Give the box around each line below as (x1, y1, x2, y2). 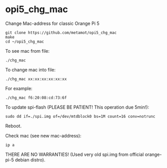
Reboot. (5, 123, 22, 129)
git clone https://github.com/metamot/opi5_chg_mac (5, 30, 117, 35)
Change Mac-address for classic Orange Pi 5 (5, 20, 100, 26)
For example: (5, 85, 33, 91)
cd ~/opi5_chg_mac (5, 39, 44, 44)
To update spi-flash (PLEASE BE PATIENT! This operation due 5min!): (5, 104, 150, 110)
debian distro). (15, 156, 46, 163)
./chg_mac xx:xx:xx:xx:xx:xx (5, 76, 67, 82)
